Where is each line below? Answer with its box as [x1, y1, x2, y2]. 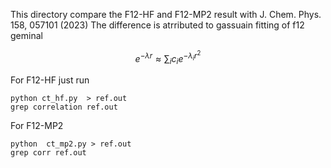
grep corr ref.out [10, 148, 87, 158]
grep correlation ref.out [10, 102, 118, 113]
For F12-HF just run [10, 74, 90, 86]
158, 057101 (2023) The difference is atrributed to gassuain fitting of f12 [10, 19, 305, 31]
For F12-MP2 [10, 120, 64, 132]
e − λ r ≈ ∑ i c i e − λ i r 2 [134, 49, 202, 67]
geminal [10, 30, 43, 41]
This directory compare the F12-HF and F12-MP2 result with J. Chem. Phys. [10, 9, 322, 20]
